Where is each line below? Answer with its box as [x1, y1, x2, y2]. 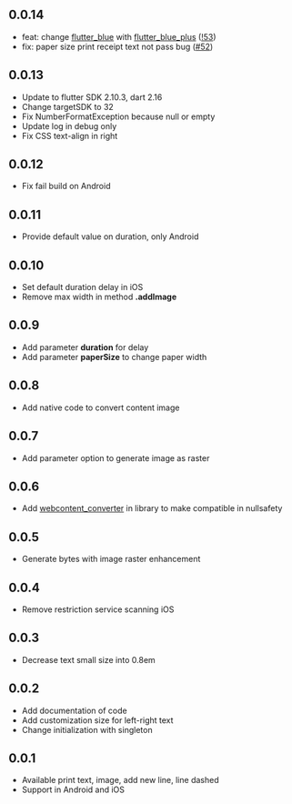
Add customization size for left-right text [21, 714, 174, 726]
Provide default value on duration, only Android [21, 231, 199, 242]
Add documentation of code [21, 705, 128, 716]
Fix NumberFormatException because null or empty [21, 111, 216, 122]
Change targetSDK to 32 [21, 101, 115, 112]
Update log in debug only [21, 120, 117, 131]
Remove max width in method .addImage [21, 291, 177, 303]
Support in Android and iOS [21, 784, 125, 795]
